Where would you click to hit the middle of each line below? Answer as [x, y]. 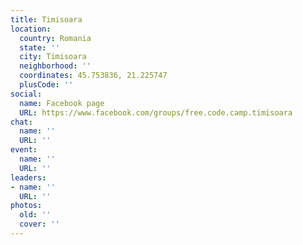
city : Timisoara [53, 57]
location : [31, 29]
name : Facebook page [62, 103]
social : [26, 94]
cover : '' [39, 224]
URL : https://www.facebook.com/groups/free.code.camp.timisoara [156, 112]
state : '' [39, 47]
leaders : [28, 177]
